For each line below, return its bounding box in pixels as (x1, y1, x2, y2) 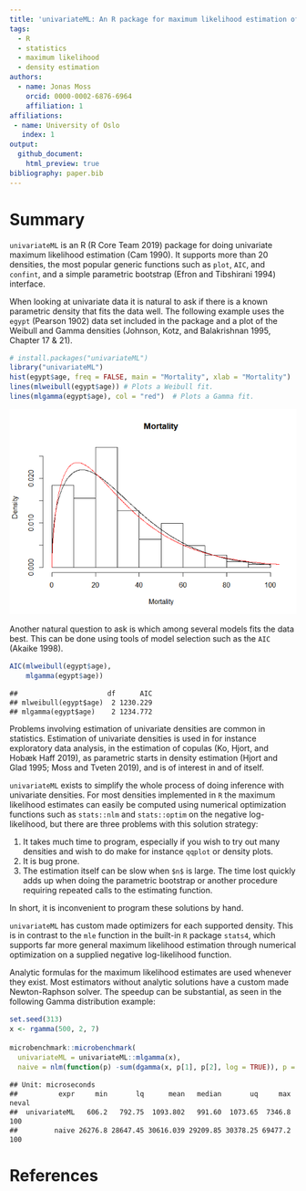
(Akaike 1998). (9, 643, 64, 653)
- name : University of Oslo (13, 120, 120, 130)
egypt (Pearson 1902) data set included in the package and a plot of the (9, 315, 278, 326)
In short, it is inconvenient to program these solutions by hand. (9, 902, 244, 913)
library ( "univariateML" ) (9, 363, 104, 372)
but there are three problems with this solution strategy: (49, 818, 259, 830)
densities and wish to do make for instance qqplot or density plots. (22, 845, 273, 857)
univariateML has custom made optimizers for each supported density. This (9, 920, 294, 931)
